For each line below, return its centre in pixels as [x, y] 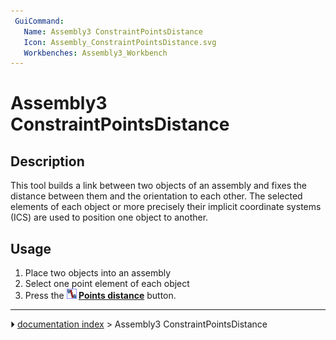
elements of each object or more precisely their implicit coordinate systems [166, 207]
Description [47, 161]
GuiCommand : [39, 21]
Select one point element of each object [107, 284]
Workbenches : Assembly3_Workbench [95, 53]
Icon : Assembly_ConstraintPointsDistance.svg [120, 42]
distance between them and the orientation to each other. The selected [156, 196]
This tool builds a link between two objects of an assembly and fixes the [159, 186]
